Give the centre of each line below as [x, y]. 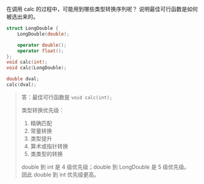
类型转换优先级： [43, 110]
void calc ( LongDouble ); [37, 68]
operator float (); [41, 51]
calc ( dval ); [21, 85]
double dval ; [23, 79]
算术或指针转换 [49, 146]
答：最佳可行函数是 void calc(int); [67, 97]
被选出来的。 [22, 17]
